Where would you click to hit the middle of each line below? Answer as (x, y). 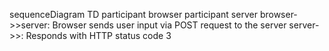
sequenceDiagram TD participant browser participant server (133, 14)
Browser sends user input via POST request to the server (169, 25)
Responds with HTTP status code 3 (98, 35)
